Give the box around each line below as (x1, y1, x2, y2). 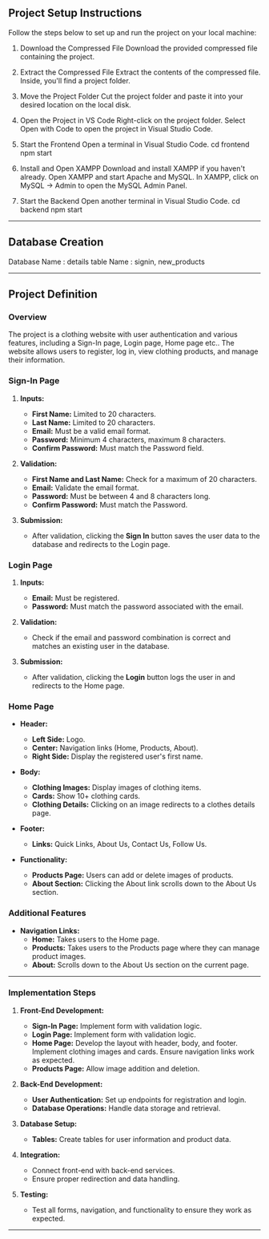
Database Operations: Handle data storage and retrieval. (31, 1103, 221, 1113)
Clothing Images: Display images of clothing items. (31, 783, 202, 792)
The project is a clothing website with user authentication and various (8, 330, 238, 339)
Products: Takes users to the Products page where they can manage (31, 942, 260, 953)
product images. (31, 951, 86, 961)
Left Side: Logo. (31, 735, 86, 744)
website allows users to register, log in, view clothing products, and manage (8, 346, 259, 356)
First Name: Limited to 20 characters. (31, 409, 156, 419)
